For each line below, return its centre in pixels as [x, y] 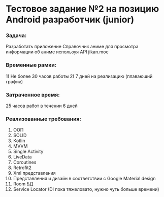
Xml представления [35, 173]
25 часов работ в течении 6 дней [42, 106]
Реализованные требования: [44, 119]
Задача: [16, 36]
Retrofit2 [22, 168]
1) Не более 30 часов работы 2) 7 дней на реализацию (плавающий [79, 76]
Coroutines [25, 162]
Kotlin [19, 141]
